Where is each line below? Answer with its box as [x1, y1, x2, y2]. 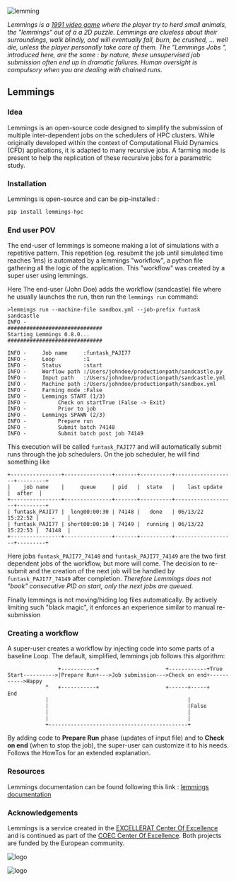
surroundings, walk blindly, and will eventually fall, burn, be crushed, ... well [7, 35, 228, 44]
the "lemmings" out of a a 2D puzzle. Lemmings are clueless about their [7, 28, 218, 36]
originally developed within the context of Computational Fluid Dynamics [7, 138, 219, 147]
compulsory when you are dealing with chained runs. [7, 66, 163, 74]
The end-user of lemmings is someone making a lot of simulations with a [7, 241, 219, 250]
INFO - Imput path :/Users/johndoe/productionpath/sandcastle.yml [7, 374, 226, 382]
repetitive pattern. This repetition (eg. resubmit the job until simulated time [7, 248, 224, 258]
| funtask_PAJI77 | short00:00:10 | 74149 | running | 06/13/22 [7, 521, 203, 528]
